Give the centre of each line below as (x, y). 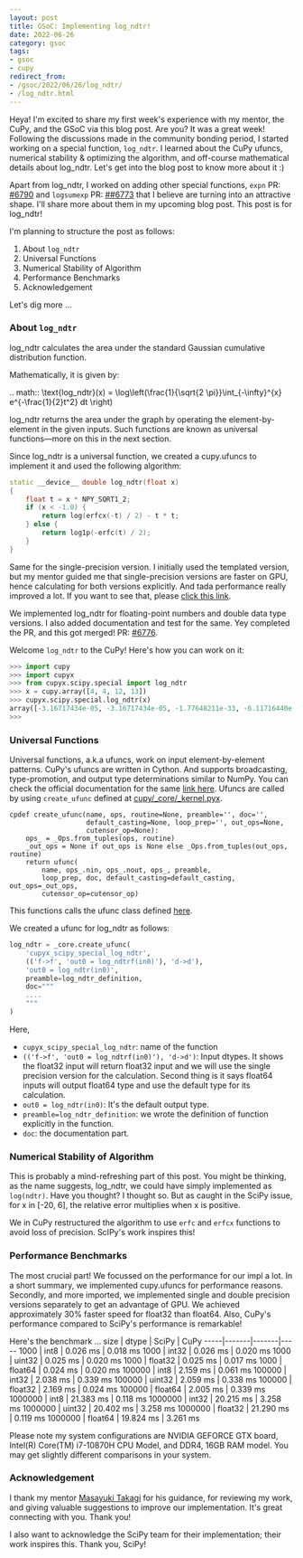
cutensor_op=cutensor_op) (91, 894)
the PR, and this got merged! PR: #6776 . (83, 632)
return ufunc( (52, 863)
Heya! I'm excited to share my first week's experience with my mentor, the (147, 119)
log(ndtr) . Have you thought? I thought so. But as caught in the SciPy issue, (151, 1195)
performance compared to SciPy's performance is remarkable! (126, 1323)
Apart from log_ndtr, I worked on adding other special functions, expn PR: (145, 184)
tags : (19, 52)
